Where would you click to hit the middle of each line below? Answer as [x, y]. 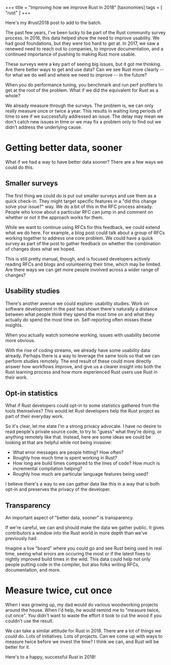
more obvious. [20, 340]
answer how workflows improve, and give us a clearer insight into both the [83, 366]
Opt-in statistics [32, 393]
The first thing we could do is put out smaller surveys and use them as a [81, 195]
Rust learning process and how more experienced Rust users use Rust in [81, 372]
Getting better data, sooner [64, 148]
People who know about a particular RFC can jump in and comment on [79, 212]
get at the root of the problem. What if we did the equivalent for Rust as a [82, 90]
